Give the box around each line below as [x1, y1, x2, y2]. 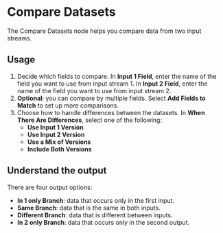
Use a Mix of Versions [27, 138, 91, 146]
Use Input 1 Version [27, 123, 84, 131]
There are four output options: [7, 183, 93, 191]
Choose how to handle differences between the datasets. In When [16, 108, 205, 116]
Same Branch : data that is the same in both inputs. [16, 204, 161, 212]
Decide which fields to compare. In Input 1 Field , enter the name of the [16, 72, 217, 80]
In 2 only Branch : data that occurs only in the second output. [16, 218, 190, 226]
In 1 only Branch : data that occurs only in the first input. [16, 196, 175, 204]
